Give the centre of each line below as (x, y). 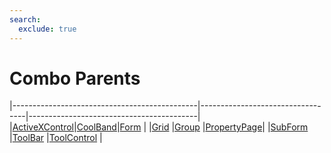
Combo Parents (75, 78)
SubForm (289, 127)
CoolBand (96, 127)
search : (25, 19)
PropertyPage (234, 127)
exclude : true (47, 29)
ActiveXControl (43, 127)
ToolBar (28, 138)
